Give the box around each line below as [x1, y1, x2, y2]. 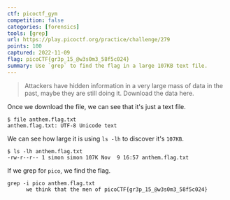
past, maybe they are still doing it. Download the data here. [24, 89, 194, 97]
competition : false [7, 17, 64, 24]
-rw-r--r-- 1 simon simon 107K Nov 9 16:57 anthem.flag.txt [7, 154, 189, 161]
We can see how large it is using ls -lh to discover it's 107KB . [7, 134, 184, 143]
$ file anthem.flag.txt [7, 116, 77, 123]
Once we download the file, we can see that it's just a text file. [7, 102, 187, 110]
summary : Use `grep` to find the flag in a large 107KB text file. [7, 62, 208, 69]
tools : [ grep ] [7, 29, 49, 37]
